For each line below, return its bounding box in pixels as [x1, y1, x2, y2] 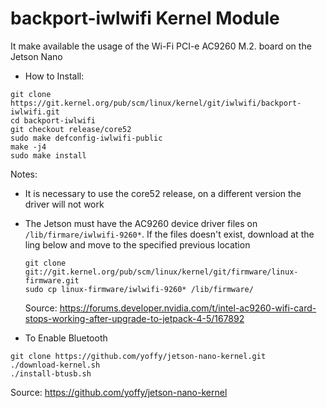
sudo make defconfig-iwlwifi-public [10, 133, 163, 143]
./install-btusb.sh [10, 368, 92, 379]
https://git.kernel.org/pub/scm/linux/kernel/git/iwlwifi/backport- [10, 98, 302, 108]
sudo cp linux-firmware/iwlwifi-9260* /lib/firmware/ [24, 284, 254, 294]
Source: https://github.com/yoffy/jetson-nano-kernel [10, 386, 228, 398]
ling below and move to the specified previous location [24, 238, 251, 251]
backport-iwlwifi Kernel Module [10, 7, 280, 30]
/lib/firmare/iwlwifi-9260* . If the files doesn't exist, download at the [24, 228, 315, 240]
